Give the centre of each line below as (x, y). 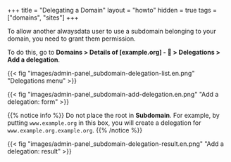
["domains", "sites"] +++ (43, 18)
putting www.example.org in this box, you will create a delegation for (105, 123)
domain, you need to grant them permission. (71, 39)
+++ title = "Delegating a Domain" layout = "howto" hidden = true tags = (112, 10)
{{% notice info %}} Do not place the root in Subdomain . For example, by (113, 115)
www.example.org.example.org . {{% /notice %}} (75, 130)
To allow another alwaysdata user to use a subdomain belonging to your (112, 31)
